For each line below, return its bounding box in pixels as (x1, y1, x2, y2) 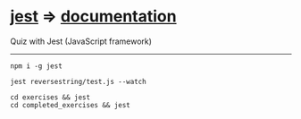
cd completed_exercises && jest (10, 100, 130, 109)
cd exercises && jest (10, 92, 91, 102)
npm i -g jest (10, 61, 63, 71)
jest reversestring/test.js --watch (10, 77, 146, 86)
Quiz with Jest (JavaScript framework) (10, 36, 153, 47)
